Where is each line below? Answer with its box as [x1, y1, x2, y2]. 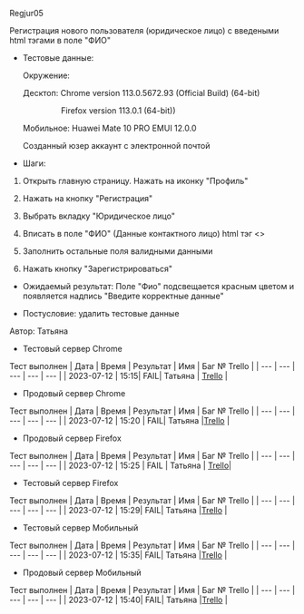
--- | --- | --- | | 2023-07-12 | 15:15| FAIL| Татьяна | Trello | [9, 371, 229, 381]
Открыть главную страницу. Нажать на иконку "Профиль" [22, 176, 249, 186]
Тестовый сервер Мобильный [22, 522, 139, 533]
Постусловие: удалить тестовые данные [22, 308, 180, 318]
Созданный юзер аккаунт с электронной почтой [22, 141, 211, 151]
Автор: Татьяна [9, 326, 69, 336]
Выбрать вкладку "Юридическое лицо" [22, 210, 175, 221]
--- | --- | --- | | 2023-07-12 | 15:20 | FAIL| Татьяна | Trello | [9, 415, 230, 425]
